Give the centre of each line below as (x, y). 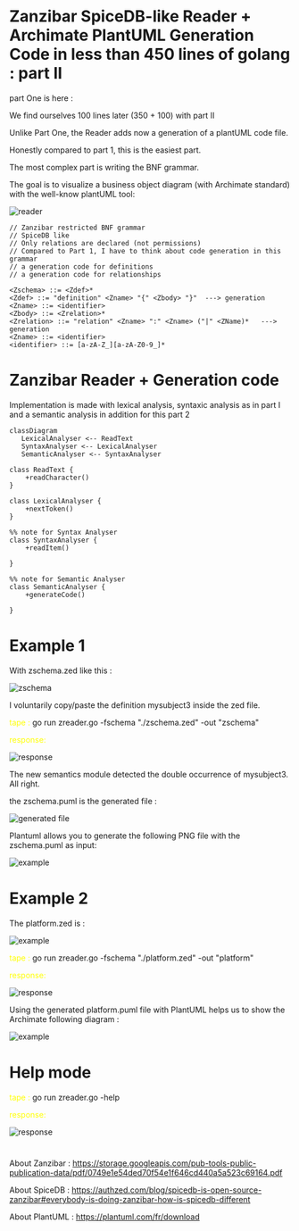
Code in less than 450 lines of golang (150, 54)
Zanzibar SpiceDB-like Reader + (130, 17)
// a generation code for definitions (81, 266)
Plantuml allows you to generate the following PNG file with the (125, 836)
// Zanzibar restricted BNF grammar (77, 228)
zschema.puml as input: (53, 844)
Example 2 (49, 898)
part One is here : (41, 98)
